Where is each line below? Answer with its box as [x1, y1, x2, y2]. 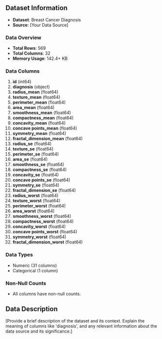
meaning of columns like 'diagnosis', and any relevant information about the [5, 323, 157, 329]
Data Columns [5, 68, 40, 75]
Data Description [5, 305, 58, 313]
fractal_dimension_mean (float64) [12, 136, 83, 142]
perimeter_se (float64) [12, 151, 59, 157]
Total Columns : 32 [12, 51, 51, 56]
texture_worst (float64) [12, 198, 60, 204]
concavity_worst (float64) [12, 224, 66, 229]
